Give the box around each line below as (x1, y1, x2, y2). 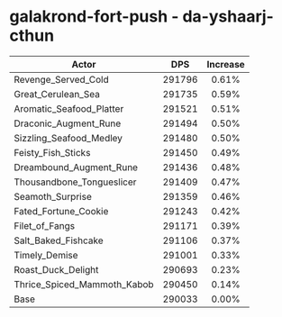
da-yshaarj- (182, 6, 275, 27)
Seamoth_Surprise (14, 190, 92, 203)
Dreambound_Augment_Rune (14, 160, 138, 173)
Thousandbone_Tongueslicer (14, 176, 137, 188)
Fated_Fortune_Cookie (14, 204, 109, 217)
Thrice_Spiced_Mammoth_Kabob (14, 277, 155, 290)
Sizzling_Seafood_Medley (14, 131, 123, 144)
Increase (206, 58, 245, 70)
